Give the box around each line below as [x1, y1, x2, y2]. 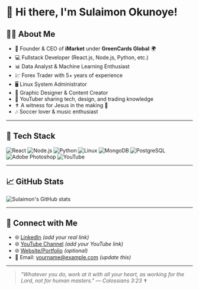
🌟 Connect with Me [6, 218, 78, 228]
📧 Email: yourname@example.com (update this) [14, 254, 131, 261]
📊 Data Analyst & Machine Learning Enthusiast [14, 63, 130, 70]
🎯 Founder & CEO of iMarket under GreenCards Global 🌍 [14, 45, 156, 52]
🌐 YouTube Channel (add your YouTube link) [14, 240, 123, 248]
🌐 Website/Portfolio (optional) [14, 247, 88, 254]
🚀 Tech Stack [6, 131, 56, 141]
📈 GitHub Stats [6, 177, 64, 187]
